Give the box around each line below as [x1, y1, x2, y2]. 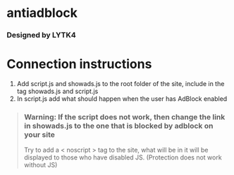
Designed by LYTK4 [6, 30, 77, 40]
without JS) [23, 161, 58, 169]
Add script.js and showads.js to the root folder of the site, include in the [16, 80, 225, 88]
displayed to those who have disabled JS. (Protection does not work [23, 153, 223, 162]
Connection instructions [6, 56, 152, 72]
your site [23, 129, 56, 139]
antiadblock [6, 5, 78, 21]
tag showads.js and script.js [16, 87, 99, 96]
